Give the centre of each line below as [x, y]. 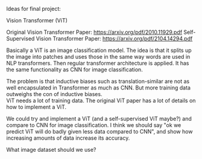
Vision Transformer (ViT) [37, 20]
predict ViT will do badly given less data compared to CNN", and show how [99, 131]
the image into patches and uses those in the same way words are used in [98, 57]
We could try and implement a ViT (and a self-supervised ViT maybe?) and [99, 118]
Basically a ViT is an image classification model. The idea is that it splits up [99, 50]
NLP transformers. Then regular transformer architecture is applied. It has [98, 63]
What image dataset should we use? [51, 150]
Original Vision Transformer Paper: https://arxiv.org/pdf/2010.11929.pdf [94, 32]
